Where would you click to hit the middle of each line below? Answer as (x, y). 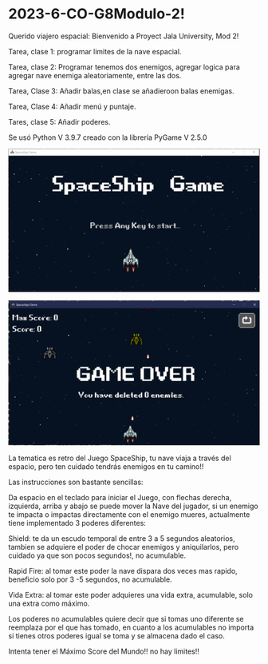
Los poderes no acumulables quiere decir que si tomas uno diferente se (126, 619)
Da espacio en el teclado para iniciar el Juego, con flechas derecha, (120, 498)
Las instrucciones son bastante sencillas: (76, 482)
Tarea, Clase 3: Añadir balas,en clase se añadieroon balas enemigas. (121, 91)
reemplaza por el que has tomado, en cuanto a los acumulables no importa (131, 627)
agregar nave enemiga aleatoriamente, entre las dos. (95, 75)
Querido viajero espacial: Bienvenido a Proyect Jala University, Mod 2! (124, 36)
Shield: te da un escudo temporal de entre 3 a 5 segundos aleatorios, (122, 539)
